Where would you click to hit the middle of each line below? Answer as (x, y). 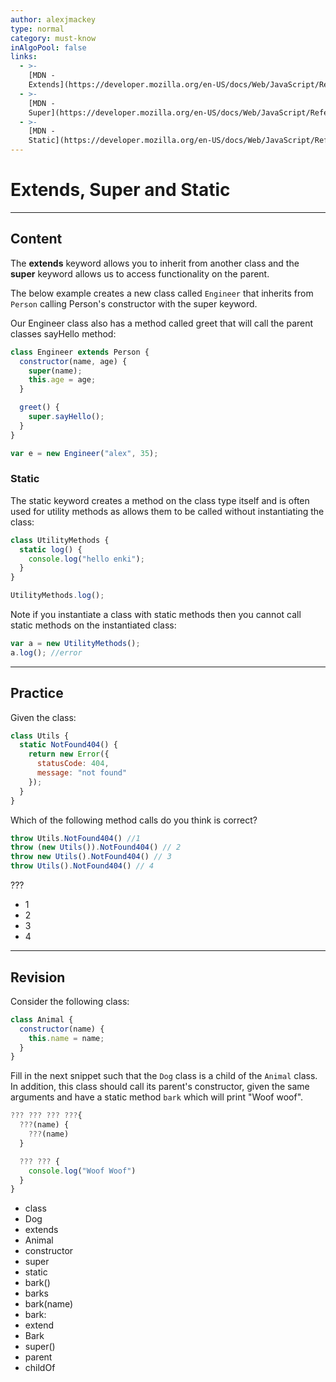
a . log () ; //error (46, 652)
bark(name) (49, 1304)
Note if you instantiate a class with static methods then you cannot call (156, 615)
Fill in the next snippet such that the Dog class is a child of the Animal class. (164, 1076)
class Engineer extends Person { (80, 352)
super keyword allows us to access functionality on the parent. (140, 273)
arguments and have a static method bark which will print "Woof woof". (157, 1097)
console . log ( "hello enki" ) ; (86, 559)
